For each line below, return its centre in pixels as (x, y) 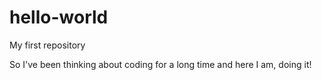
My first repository (47, 45)
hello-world (59, 17)
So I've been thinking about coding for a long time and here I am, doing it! (160, 64)
